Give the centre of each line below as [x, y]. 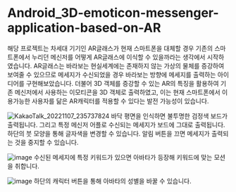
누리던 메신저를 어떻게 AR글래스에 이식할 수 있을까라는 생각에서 [118, 57]
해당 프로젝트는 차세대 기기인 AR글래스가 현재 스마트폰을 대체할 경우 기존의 [110, 48]
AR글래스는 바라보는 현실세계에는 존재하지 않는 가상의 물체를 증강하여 [129, 65]
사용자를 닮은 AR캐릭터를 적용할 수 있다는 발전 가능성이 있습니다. [120, 101]
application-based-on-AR [84, 28]
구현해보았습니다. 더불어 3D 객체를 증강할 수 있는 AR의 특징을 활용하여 [123, 83]
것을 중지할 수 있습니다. [46, 142]
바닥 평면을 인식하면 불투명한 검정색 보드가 [169, 116]
